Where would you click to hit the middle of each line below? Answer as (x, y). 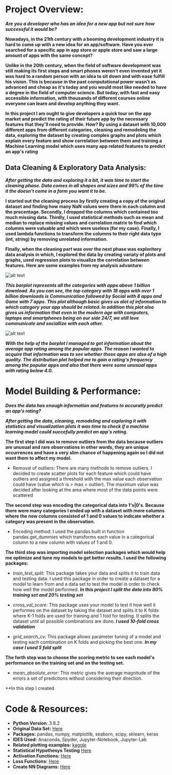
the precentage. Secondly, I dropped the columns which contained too (82, 212)
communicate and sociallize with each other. (54, 323)
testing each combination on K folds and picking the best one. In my (85, 642)
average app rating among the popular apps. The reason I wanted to (80, 349)
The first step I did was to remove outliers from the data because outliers (84, 442)
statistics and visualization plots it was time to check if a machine (77, 426)
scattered (23, 495)
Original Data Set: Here (38, 728)
